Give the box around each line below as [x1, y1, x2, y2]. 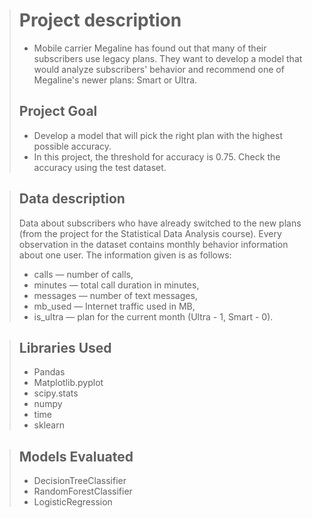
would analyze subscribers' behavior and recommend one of [33, 63, 285, 75]
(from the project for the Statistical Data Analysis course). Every [18, 227, 282, 239]
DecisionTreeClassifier [33, 475, 127, 487]
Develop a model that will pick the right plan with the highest [33, 129, 283, 141]
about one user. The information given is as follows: [18, 249, 232, 261]
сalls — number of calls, [33, 268, 134, 280]
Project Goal [18, 103, 98, 120]
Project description [18, 9, 182, 32]
